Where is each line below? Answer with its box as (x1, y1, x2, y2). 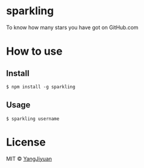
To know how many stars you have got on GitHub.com (6, 24, 139, 31)
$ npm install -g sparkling (6, 84, 76, 90)
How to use (6, 45, 63, 58)
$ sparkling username (6, 116, 60, 122)
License (6, 135, 46, 149)
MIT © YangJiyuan (6, 155, 52, 162)
